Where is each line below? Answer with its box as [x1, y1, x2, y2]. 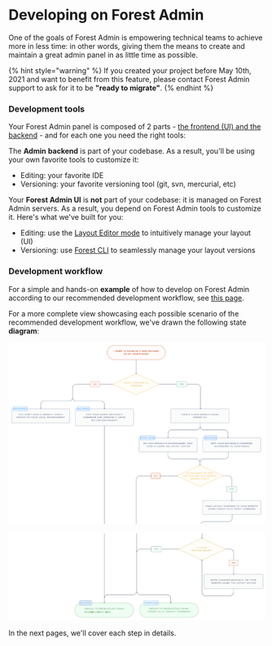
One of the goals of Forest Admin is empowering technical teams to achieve [8, 33, 263, 42]
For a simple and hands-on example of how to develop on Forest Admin [8, 284, 250, 294]
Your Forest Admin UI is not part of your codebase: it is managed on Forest [8, 195, 262, 205]
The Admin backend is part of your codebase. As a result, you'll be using [8, 146, 255, 156]
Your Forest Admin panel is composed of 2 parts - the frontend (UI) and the [8, 122, 261, 132]
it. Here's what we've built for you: [8, 212, 124, 222]
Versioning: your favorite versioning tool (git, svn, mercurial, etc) [20, 179, 236, 189]
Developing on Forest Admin [8, 6, 204, 24]
